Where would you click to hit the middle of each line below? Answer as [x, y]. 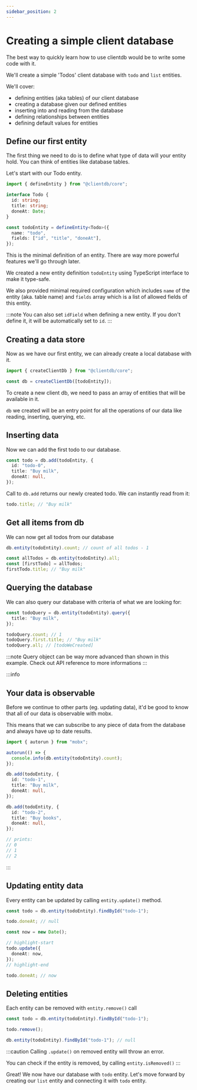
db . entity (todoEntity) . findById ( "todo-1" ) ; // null [71, 1040]
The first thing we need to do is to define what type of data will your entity [96, 156]
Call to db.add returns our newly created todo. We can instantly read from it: [98, 493]
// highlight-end [27, 965]
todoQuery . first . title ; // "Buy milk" [54, 640]
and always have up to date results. [49, 731]
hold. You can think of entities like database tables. [68, 162]
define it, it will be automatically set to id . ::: [59, 321]
